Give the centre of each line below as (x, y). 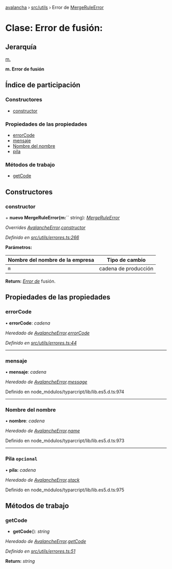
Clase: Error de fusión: (54, 28)
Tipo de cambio (126, 260)
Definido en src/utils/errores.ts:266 (42, 237)
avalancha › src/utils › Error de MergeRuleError (55, 7)
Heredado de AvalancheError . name (43, 431)
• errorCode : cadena (28, 323)
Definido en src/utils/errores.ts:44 (41, 343)
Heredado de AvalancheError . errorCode (48, 333)
